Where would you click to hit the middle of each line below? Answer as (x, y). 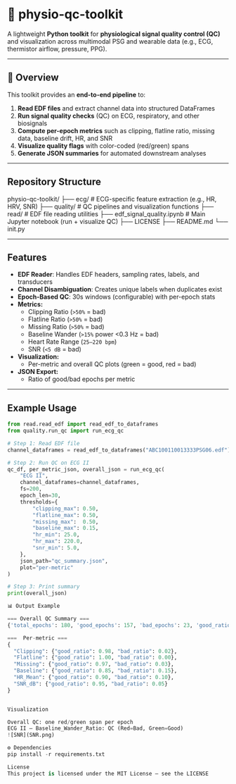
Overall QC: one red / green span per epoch (70, 722)
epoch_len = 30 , (40, 496)
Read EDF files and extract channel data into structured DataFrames (116, 108)
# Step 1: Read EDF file (44, 443)
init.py (16, 229)
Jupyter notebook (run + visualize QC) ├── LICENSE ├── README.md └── (118, 221)
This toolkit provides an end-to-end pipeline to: (77, 94)
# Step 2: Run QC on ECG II (48, 463)
